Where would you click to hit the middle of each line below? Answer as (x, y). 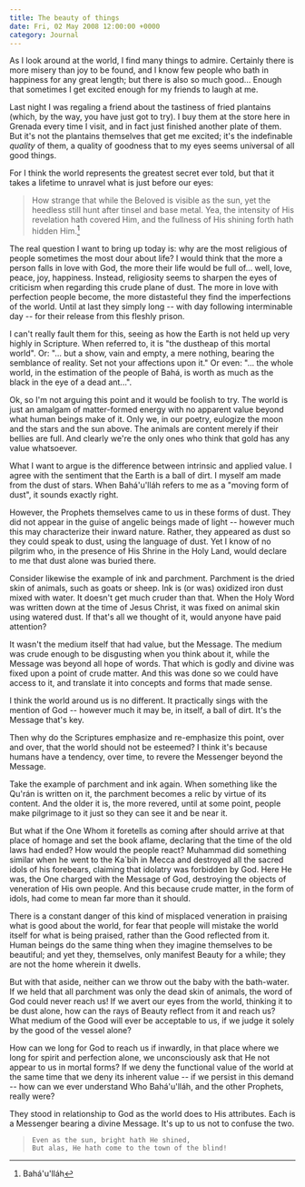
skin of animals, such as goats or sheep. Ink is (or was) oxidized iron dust (147, 588)
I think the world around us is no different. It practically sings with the (139, 700)
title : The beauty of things (64, 18)
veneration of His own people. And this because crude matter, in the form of (152, 889)
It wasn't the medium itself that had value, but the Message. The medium (146, 644)
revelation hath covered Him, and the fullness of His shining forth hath (162, 220)
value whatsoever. (44, 448)
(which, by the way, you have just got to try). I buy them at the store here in (150, 117)
